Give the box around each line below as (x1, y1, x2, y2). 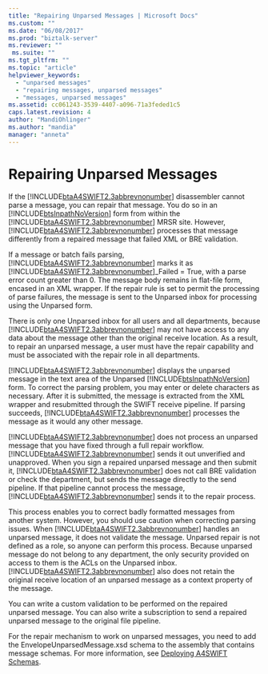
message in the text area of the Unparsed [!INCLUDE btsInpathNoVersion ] (8, 373, 250, 384)
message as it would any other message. (8, 417, 143, 426)
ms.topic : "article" (8, 64, 78, 72)
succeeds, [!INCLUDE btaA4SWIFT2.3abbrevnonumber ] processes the (8, 408, 240, 417)
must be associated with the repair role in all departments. (8, 349, 200, 360)
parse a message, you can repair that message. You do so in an (8, 200, 218, 209)
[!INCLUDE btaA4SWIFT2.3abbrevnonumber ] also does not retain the (8, 566, 235, 576)
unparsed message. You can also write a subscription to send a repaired (8, 607, 247, 616)
